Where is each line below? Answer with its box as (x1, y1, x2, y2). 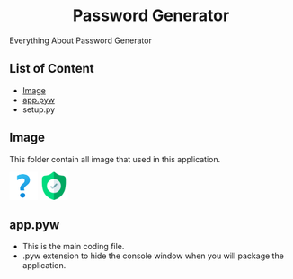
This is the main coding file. (22, 241, 125, 252)
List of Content (9, 61, 94, 76)
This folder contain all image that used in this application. (9, 153, 221, 164)
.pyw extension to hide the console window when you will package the (22, 250, 285, 261)
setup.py (22, 104, 56, 115)
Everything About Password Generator (9, 35, 153, 46)
